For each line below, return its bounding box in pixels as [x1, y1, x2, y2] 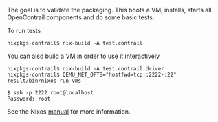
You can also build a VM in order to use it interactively [7, 52, 160, 60]
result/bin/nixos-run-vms [7, 77, 81, 84]
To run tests [7, 27, 41, 34]
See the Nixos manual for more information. [7, 108, 131, 116]
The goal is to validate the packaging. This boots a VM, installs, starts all [7, 6, 212, 14]
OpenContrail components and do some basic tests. [7, 13, 155, 21]
